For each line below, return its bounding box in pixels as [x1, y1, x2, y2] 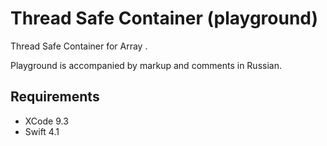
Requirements [10, 88, 100, 106]
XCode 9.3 [24, 115, 69, 127]
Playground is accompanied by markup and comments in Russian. [10, 59, 282, 71]
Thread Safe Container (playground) [10, 7, 319, 30]
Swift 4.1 [24, 125, 60, 137]
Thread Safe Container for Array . [10, 40, 148, 52]
